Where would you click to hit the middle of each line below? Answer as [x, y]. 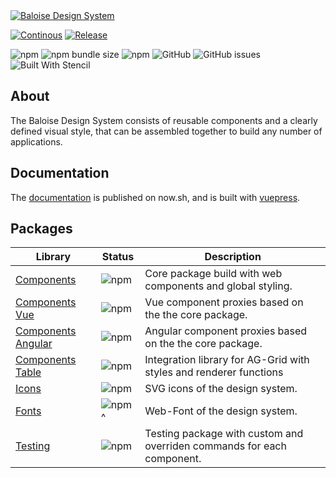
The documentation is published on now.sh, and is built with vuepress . [155, 197]
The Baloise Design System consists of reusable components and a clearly [164, 120]
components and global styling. [218, 286]
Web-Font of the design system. [221, 411]
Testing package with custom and [224, 434]
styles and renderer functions [214, 372]
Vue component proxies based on [224, 302]
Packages [41, 229]
